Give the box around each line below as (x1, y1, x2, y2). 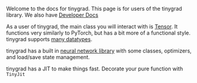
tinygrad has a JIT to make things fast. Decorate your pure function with (6, 65, 183, 72)
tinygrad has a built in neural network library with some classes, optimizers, (6, 47, 192, 54)
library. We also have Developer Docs (6, 11, 98, 19)
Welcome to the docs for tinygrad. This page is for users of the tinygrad (6, 5, 182, 12)
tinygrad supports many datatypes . (6, 36, 93, 42)
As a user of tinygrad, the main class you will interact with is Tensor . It (6, 23, 178, 30)
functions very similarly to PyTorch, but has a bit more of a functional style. (6, 29, 191, 36)
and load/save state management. (6, 54, 90, 60)
